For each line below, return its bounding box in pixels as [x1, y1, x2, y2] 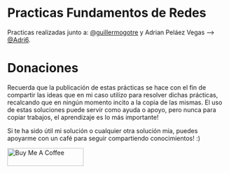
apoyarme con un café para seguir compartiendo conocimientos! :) [7, 134, 201, 142]
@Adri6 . [7, 35, 31, 43]
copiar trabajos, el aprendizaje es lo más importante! [7, 113, 159, 121]
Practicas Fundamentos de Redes [7, 5, 207, 21]
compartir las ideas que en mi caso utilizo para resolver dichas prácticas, [7, 90, 218, 99]
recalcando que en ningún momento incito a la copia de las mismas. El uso [7, 98, 223, 106]
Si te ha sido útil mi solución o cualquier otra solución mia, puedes [7, 126, 198, 134]
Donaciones [7, 60, 79, 76]
